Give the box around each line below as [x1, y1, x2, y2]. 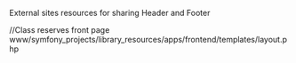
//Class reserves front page [9, 25, 110, 35]
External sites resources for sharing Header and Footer [9, 8, 211, 18]
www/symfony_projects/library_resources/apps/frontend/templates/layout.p [9, 35, 287, 44]
